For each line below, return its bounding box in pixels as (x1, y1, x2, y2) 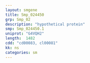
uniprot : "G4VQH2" (5, 31, 44, 36)
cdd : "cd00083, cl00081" (5, 41, 58, 46)
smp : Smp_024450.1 (5, 26, 44, 31)
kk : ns (5, 45, 19, 50)
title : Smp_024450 (5, 12, 44, 17)
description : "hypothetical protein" (5, 21, 85, 27)
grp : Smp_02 (5, 17, 31, 22)
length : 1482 (5, 36, 36, 41)
